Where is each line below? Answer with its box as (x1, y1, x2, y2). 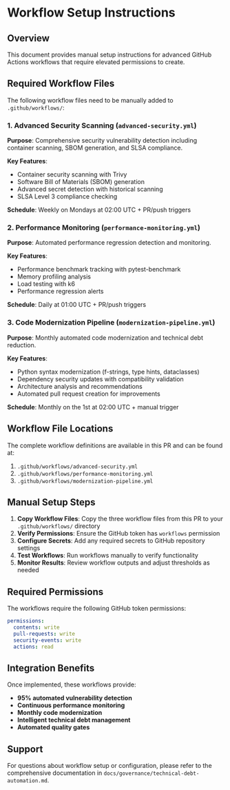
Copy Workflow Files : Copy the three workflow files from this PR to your (17, 515, 224, 523)
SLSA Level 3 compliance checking (17, 192, 118, 201)
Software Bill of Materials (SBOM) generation (17, 178, 145, 186)
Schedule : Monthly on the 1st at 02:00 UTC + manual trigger (7, 403, 179, 411)
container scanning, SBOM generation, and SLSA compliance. (7, 143, 183, 152)
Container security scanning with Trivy (17, 170, 127, 179)
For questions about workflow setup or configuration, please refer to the (7, 762, 212, 770)
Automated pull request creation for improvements (17, 389, 160, 398)
